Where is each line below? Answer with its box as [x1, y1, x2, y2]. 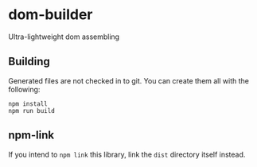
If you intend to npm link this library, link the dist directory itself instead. [8, 150, 246, 159]
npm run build [8, 107, 56, 115]
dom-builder [8, 6, 93, 24]
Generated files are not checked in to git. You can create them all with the [8, 76, 249, 85]
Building [8, 55, 50, 68]
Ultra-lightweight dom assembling [8, 32, 120, 41]
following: [8, 84, 41, 94]
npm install [8, 99, 48, 108]
